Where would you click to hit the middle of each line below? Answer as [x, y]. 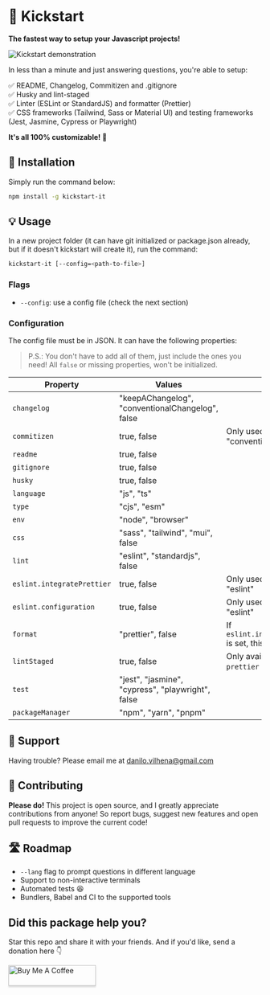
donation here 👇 [35, 951]
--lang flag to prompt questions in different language [108, 872]
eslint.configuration [53, 607]
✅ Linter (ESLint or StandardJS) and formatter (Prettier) [100, 103]
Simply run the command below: [62, 182]
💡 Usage [30, 221]
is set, [237, 643]
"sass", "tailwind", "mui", [166, 532]
